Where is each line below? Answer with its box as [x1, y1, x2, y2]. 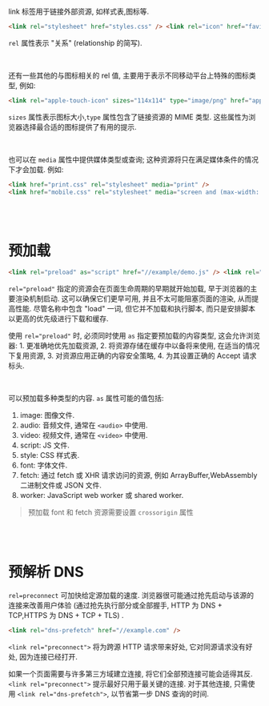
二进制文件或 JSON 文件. [19, 480, 102, 490]
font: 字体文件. [19, 460, 68, 470]
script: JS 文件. [19, 440, 70, 450]
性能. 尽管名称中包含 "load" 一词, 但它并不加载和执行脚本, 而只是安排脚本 [14, 304, 256, 314]
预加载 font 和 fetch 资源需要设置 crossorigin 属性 [27, 507, 194, 517]
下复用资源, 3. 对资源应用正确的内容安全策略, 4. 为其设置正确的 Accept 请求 [8, 351, 257, 361]
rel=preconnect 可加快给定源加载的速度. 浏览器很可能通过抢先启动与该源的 [8, 591, 255, 600]
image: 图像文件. [19, 411, 75, 420]
